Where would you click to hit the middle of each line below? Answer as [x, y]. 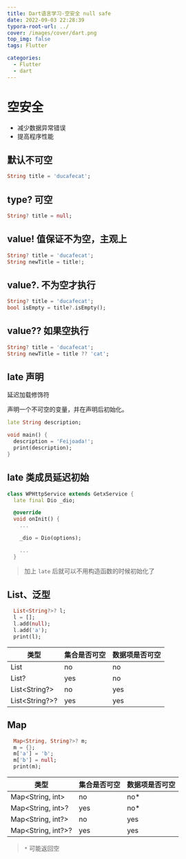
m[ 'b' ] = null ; [35, 760]
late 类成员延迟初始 [48, 478]
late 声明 [25, 377]
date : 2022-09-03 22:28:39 [46, 20]
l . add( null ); [32, 624]
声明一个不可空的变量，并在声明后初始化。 [68, 409]
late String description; [44, 423]
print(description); [43, 448]
